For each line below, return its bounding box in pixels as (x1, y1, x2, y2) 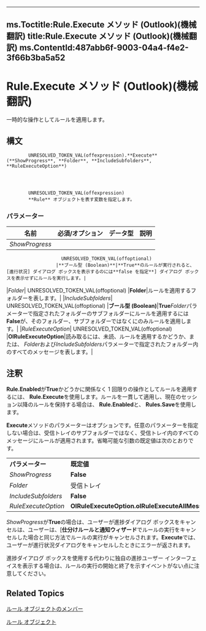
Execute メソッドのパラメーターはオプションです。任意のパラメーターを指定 (6, 421, 199, 429)
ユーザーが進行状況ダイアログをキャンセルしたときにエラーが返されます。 (6, 541, 194, 549)
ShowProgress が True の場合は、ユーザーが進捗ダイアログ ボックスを (6, 519, 180, 526)
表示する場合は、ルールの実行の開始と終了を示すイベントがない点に (22, 562, 194, 570)
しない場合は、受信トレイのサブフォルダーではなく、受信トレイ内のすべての (6, 429, 199, 437)
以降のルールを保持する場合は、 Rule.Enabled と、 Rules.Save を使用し (17, 401, 197, 409)
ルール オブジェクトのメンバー (6, 605, 83, 613)
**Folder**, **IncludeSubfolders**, (58, 158, 152, 164)
